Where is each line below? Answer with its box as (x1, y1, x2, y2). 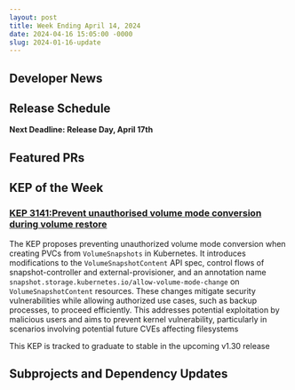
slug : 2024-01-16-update (9, 37, 101, 47)
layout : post (9, 12, 58, 22)
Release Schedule (9, 101, 111, 116)
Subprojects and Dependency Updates (9, 366, 228, 381)
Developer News (9, 70, 103, 85)
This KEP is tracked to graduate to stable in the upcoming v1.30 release (9, 340, 270, 351)
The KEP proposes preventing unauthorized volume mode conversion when (9, 238, 286, 249)
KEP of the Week (9, 180, 104, 195)
